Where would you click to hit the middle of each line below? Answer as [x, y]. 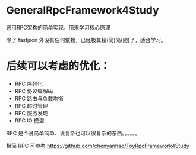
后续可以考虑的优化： [59, 66]
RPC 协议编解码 [34, 91]
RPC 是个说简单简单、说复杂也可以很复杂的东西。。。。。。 [73, 133]
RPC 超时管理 [31, 106]
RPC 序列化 [29, 83]
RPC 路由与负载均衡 [39, 98]
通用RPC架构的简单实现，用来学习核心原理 [59, 27]
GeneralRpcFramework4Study [83, 10]
